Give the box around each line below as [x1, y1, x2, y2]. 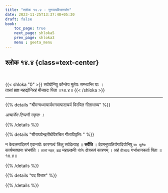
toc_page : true [14, 26, 46, 31]
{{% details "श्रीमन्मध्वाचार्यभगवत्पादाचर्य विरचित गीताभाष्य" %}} [5, 101, 111, 107]
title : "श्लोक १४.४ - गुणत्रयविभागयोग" [5, 7, 71, 12]
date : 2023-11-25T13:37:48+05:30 [5, 12, 75, 17]
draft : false [5, 16, 32, 21]
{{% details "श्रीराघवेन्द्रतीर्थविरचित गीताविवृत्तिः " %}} [5, 131, 94, 137]
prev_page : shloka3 [14, 35, 55, 40]
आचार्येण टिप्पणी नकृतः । [5, 111, 44, 117]
